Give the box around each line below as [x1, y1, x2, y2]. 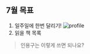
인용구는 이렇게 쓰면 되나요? [20, 41, 85, 48]
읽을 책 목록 [14, 29, 42, 36]
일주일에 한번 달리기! [14, 22, 62, 29]
